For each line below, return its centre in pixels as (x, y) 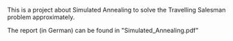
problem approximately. (41, 17)
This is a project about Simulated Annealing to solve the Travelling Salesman (116, 10)
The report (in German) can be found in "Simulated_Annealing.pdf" (103, 30)
